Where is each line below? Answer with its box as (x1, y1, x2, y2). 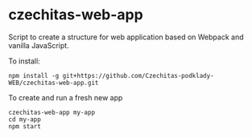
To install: (8, 56, 40, 66)
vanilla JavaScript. (8, 40, 70, 50)
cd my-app (8, 115, 42, 124)
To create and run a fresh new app (8, 92, 123, 102)
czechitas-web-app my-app (8, 108, 95, 116)
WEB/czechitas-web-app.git (8, 79, 99, 87)
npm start (8, 122, 42, 130)
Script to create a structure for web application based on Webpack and (8, 32, 244, 42)
